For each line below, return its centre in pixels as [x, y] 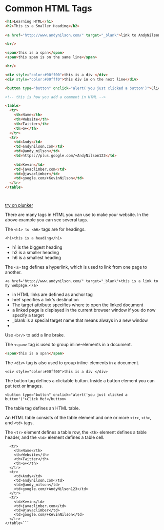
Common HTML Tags [49, 9]
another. [13, 272]
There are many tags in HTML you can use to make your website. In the [77, 215]
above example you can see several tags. [47, 220]
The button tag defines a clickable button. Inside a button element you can [80, 380]
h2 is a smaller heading [35, 253]
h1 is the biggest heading [37, 247]
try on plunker [19, 205]
